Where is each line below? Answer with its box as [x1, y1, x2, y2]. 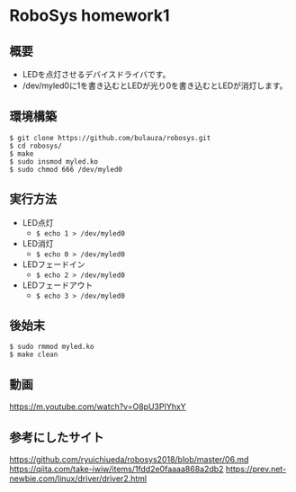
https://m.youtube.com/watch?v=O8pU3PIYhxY [9, 401, 186, 412]
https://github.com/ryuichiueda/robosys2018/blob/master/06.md [9, 454, 249, 465]
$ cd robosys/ [9, 141, 63, 150]
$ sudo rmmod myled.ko [9, 343, 94, 352]
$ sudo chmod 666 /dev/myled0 [9, 165, 123, 174]
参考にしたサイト [9, 429, 104, 445]
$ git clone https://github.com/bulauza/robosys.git [9, 133, 211, 142]
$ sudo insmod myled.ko [9, 157, 99, 166]
